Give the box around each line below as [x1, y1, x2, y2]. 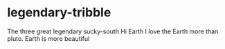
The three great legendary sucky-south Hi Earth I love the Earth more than [7, 27, 219, 35]
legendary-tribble [7, 5, 111, 20]
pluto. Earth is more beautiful [7, 34, 90, 42]
